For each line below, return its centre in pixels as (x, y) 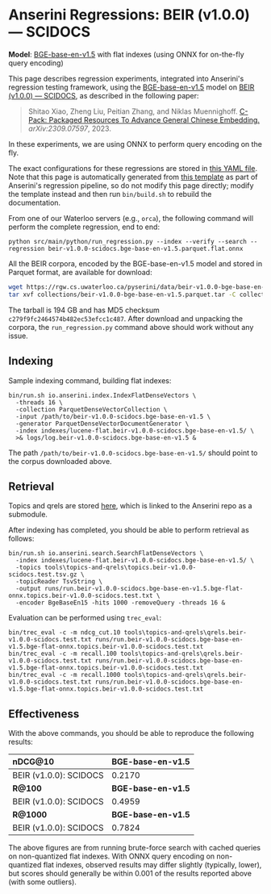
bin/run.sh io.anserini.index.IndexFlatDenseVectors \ (102, 395)
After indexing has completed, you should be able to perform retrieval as (129, 530)
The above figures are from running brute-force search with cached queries (134, 848)
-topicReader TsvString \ (59, 582)
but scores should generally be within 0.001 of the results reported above (130, 874)
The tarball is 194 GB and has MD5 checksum (84, 310)
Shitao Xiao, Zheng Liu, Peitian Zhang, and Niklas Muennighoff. (133, 111)
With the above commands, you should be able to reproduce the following (131, 733)
